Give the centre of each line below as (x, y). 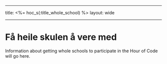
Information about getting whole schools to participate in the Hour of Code (82, 51)
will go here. (18, 56)
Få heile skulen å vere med (61, 37)
